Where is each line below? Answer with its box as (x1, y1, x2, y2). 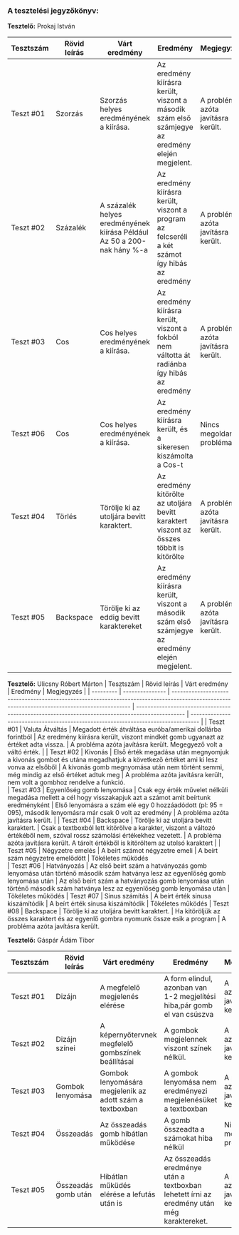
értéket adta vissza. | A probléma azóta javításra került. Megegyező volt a (7, 740, 223, 749)
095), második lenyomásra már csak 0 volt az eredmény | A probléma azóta (7, 809, 230, 817)
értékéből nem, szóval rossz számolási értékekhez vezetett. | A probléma (7, 831, 222, 840)
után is (100, 1199, 123, 1209)
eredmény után (164, 1199, 215, 1209)
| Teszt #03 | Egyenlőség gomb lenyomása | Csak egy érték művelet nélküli (7, 786, 228, 794)
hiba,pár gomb (164, 1000, 213, 1010)
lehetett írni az (164, 1189, 212, 1199)
